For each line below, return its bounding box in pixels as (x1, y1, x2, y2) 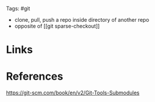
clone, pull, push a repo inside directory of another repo (14, 16, 149, 23)
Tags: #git (6, 5, 30, 12)
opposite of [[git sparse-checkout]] (14, 23, 100, 29)
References (6, 70, 63, 83)
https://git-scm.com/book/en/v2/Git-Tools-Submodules (6, 89, 140, 96)
